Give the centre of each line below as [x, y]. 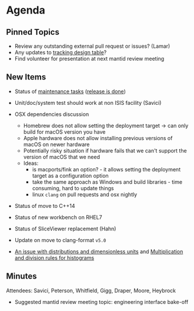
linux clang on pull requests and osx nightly [85, 194]
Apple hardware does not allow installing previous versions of [98, 138]
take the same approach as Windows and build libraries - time [107, 182]
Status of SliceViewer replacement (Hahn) [65, 229]
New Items [26, 77]
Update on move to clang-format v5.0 [60, 240]
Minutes [21, 277]
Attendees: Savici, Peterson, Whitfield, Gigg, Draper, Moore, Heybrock [91, 290]
